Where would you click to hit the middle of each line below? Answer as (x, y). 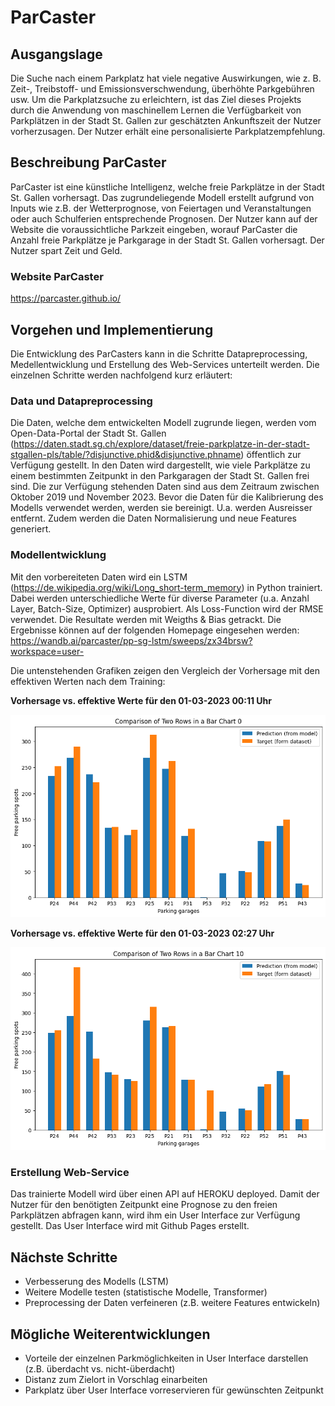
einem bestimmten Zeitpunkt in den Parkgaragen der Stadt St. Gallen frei (160, 476)
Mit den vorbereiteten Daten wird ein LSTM (99, 577)
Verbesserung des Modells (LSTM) (97, 1282)
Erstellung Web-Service (70, 1173)
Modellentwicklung (58, 555)
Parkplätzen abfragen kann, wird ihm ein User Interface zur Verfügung (155, 1215)
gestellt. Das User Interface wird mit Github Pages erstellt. (130, 1226)
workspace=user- (47, 651)
